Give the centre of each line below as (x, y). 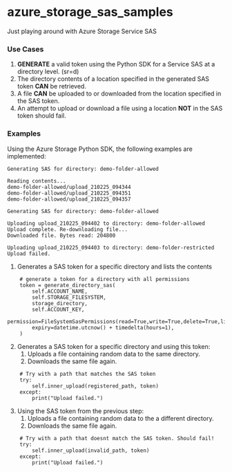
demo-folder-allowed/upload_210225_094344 (69, 187)
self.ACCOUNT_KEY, (58, 309)
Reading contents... (37, 181)
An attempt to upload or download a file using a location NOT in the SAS (120, 109)
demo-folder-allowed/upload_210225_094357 (69, 199)
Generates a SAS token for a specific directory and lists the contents (115, 266)
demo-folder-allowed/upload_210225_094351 (69, 193)
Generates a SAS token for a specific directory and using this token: (114, 346)
